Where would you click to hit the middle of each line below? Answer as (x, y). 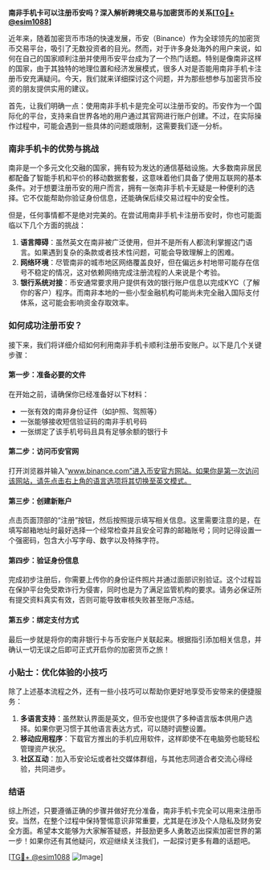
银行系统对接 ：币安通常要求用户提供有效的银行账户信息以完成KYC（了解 (140, 283)
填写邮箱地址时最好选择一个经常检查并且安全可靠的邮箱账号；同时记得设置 (131, 530)
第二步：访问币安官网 (43, 451)
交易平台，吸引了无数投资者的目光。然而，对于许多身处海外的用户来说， (135, 48)
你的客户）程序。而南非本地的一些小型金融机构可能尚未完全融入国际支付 (139, 292)
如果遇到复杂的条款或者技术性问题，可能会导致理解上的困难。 (136, 252)
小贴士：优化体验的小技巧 (58, 672)
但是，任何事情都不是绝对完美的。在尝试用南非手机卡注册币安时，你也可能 (131, 215)
